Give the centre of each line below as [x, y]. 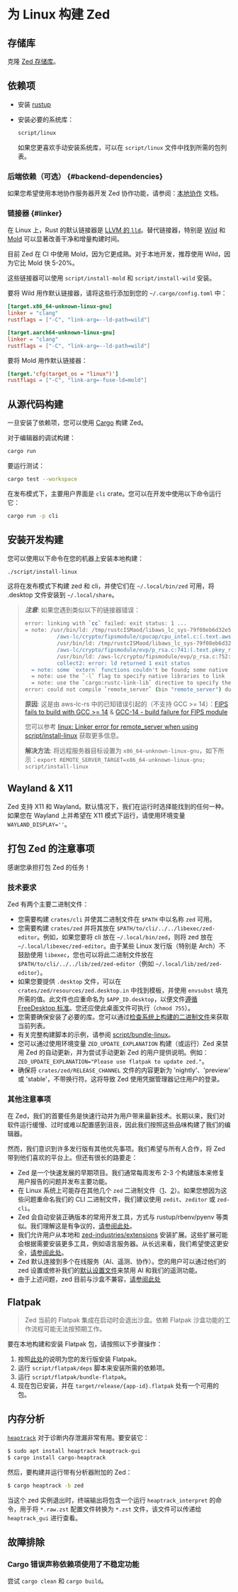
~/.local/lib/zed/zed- [189, 964]
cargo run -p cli [33, 516]
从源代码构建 [35, 404]
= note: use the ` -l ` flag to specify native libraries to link [128, 676]
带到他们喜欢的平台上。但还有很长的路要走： [73, 1157]
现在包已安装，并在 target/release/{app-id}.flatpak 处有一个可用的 [118, 1386]
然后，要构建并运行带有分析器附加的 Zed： [70, 1472]
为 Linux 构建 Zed [59, 15]
